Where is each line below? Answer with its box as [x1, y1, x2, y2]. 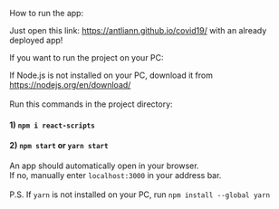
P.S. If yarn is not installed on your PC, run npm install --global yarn [9, 189, 270, 200]
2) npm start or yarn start [9, 140, 109, 151]
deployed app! [9, 35, 63, 45]
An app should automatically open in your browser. [9, 160, 199, 171]
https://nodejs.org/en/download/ [9, 80, 131, 90]
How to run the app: [9, 8, 84, 18]
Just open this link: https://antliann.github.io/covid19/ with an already [9, 25, 267, 35]
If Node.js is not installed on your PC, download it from [9, 70, 213, 81]
